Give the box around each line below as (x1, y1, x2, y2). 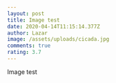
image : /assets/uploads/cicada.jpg (7, 36, 110, 43)
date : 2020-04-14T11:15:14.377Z (7, 23, 100, 30)
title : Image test (7, 17, 60, 24)
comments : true (7, 42, 51, 49)
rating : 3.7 (7, 49, 41, 56)
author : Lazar (7, 29, 48, 37)
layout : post (7, 10, 45, 17)
